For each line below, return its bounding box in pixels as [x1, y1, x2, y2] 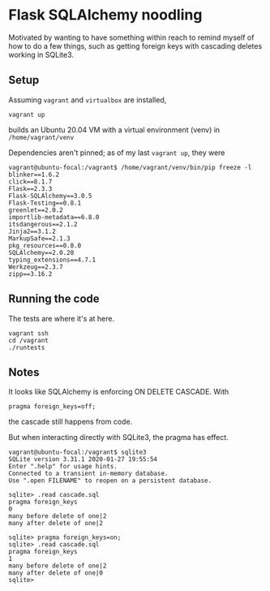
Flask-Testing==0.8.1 [8, 199, 82, 207]
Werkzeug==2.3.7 [8, 262, 63, 271]
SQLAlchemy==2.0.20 [8, 248, 75, 257]
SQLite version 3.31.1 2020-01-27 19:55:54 [8, 455, 158, 464]
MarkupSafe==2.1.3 [8, 234, 71, 243]
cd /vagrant [8, 336, 49, 344]
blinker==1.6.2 [8, 170, 60, 179]
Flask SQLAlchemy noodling [8, 6, 203, 24]
